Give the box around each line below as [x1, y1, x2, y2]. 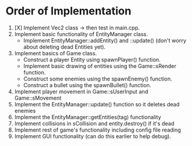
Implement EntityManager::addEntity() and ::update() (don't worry [23, 37, 187, 44]
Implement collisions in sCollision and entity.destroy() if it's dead [14, 120, 175, 127]
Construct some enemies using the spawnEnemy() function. [23, 75, 173, 82]
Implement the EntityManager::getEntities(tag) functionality [14, 113, 161, 121]
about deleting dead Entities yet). [23, 43, 106, 50]
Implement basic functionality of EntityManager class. [14, 30, 148, 37]
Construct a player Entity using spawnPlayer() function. [23, 56, 161, 63]
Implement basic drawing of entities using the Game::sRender [23, 62, 177, 70]
